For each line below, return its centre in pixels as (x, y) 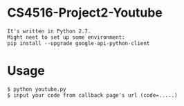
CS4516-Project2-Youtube (85, 13)
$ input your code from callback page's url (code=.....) (92, 95)
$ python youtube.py (37, 89)
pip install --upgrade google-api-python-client (79, 43)
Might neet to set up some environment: (66, 37)
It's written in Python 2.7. (49, 31)
